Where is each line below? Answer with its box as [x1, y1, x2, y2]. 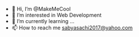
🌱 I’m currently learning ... [11, 18, 75, 24]
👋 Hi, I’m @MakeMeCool [11, 6, 71, 12]
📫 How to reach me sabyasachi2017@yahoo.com [11, 24, 133, 31]
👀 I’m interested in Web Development [11, 12, 102, 18]
